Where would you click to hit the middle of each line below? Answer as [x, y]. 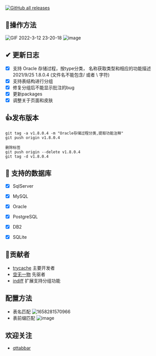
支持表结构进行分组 [33, 81]
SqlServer [23, 186]
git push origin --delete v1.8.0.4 [43, 152]
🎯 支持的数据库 [28, 173]
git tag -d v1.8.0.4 [27, 156]
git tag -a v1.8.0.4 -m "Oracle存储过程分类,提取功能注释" [64, 133]
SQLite [20, 237]
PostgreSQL [25, 216]
